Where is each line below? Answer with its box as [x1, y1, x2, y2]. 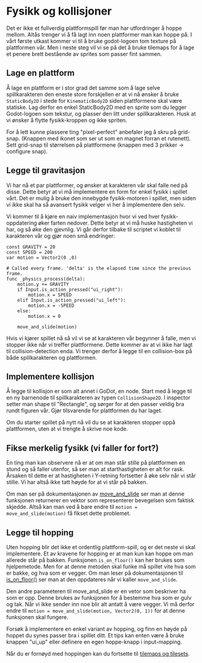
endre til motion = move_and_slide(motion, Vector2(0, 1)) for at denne [6, 607, 185, 614]
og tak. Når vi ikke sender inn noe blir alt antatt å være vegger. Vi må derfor [6, 601, 195, 608]
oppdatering [6, 219, 38, 226]
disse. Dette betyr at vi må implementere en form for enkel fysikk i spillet [6, 188, 188, 195]
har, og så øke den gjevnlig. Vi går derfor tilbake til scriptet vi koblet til [6, 225, 181, 233]
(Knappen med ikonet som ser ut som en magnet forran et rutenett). [21, 135, 191, 142]
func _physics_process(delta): [6, 276, 86, 282]
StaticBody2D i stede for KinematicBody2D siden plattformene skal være [6, 97, 183, 104]
